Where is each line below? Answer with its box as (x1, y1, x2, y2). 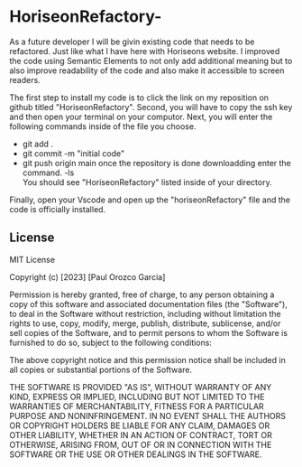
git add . (22, 138, 54, 149)
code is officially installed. (9, 203, 106, 214)
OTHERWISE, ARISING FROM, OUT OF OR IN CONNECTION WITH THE (9, 439, 272, 450)
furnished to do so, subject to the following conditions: (9, 337, 212, 348)
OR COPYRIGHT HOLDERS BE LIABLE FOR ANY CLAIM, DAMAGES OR (9, 420, 270, 431)
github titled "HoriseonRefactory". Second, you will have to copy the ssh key (9, 101, 293, 112)
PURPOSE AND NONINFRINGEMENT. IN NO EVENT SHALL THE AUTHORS (9, 410, 287, 421)
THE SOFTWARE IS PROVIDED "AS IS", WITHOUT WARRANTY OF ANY (9, 381, 272, 392)
